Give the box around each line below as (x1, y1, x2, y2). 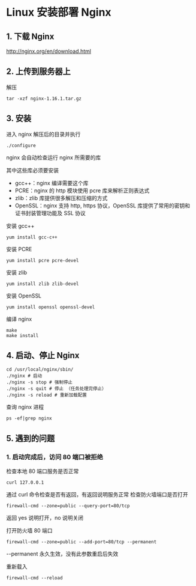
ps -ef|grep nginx (6, 415, 52, 421)
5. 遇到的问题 (6, 433, 55, 444)
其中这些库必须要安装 (6, 166, 59, 174)
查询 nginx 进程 (6, 403, 44, 411)
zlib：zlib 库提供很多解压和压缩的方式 (14, 194, 108, 201)
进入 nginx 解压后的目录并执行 (6, 130, 81, 138)
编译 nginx (6, 315, 32, 322)
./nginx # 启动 (6, 373, 43, 379)
